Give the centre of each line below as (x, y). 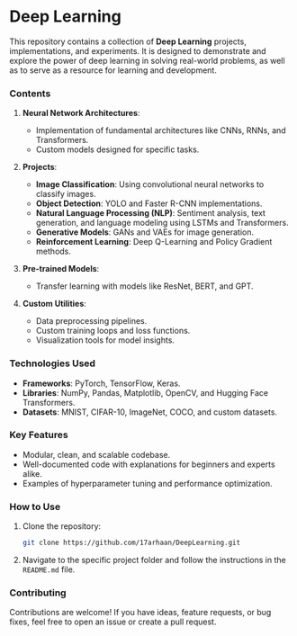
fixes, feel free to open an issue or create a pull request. (113, 622)
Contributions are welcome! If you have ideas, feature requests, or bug (140, 613)
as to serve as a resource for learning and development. (113, 70)
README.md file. (49, 569)
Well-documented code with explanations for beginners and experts (149, 464)
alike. (32, 473)
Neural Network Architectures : (81, 113)
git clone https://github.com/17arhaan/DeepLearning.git (131, 543)
